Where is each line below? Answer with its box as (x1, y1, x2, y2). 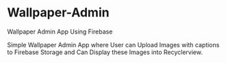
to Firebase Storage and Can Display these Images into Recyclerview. (7, 48, 203, 56)
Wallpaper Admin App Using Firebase (7, 27, 113, 36)
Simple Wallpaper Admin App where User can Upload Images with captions (7, 40, 220, 49)
